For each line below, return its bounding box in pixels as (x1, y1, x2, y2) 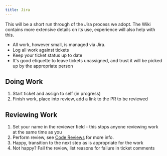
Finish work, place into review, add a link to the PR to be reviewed (12, 96, 148, 102)
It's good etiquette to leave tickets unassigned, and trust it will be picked (12, 57, 162, 63)
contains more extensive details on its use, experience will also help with (5, 26, 155, 33)
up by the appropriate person (12, 63, 73, 69)
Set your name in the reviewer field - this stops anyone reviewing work (12, 124, 159, 130)
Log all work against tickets (12, 47, 69, 53)
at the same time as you (12, 129, 62, 135)
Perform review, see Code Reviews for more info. (12, 134, 114, 140)
